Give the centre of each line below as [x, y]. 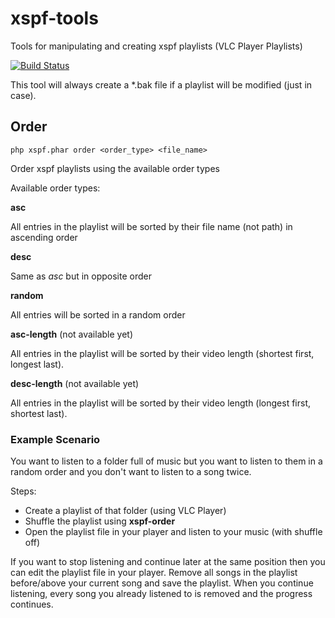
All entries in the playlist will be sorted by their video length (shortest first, [162, 353]
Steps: [23, 491]
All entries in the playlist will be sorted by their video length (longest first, [161, 403]
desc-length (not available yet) [75, 383]
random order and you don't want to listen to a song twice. [131, 472]
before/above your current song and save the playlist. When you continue [162, 583]
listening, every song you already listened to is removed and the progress [161, 594]
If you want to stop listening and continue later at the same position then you [168, 562]
